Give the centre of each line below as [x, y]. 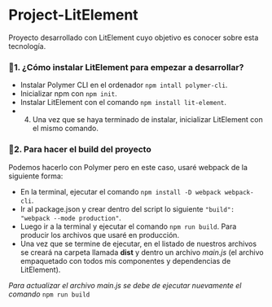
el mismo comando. [66, 129]
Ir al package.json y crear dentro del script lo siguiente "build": [127, 208]
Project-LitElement [73, 15]
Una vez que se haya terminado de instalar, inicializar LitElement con [147, 120]
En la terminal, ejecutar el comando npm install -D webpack [121, 191]
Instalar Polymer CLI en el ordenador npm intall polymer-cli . [124, 85]
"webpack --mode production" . [71, 217]
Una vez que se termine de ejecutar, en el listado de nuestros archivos [138, 243]
